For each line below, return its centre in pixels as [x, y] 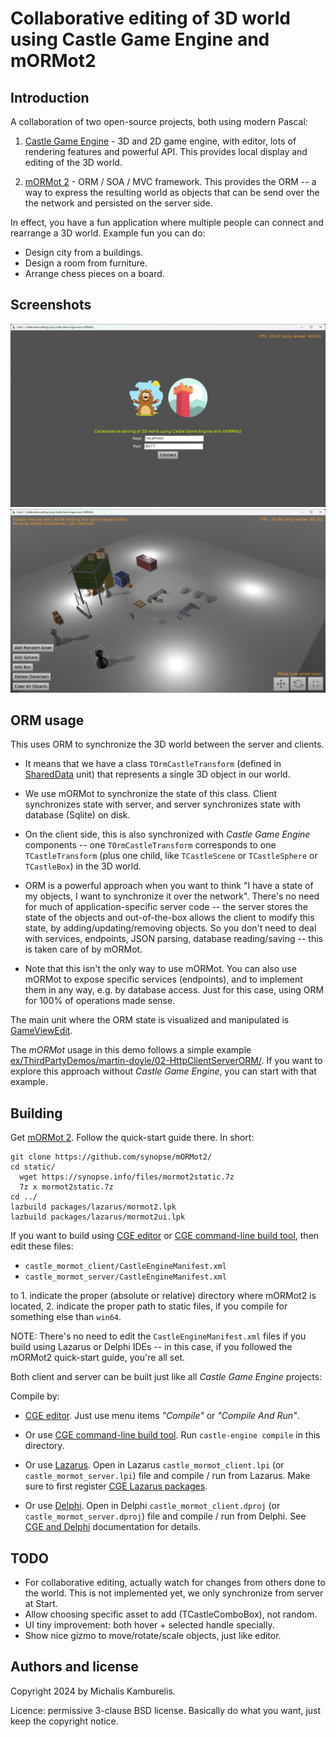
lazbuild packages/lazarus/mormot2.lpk [93, 1207]
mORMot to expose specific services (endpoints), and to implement [163, 979]
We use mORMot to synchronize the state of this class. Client [151, 794]
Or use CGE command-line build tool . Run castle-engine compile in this [172, 1435]
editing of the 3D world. [73, 162]
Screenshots [51, 305]
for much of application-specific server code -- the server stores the [166, 907]
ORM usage [47, 720]
